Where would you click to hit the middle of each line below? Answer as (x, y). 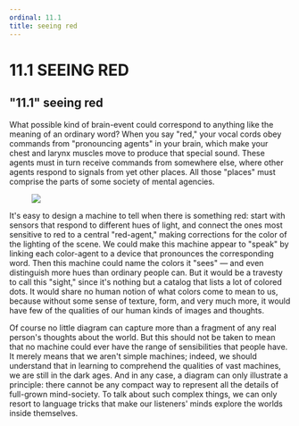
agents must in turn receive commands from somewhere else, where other (146, 163)
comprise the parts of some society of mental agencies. (112, 181)
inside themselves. (44, 413)
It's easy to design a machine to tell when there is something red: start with (147, 215)
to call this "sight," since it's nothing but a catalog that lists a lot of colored (146, 281)
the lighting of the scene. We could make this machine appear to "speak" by (149, 244)
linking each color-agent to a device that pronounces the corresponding (141, 253)
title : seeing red (43, 26)
